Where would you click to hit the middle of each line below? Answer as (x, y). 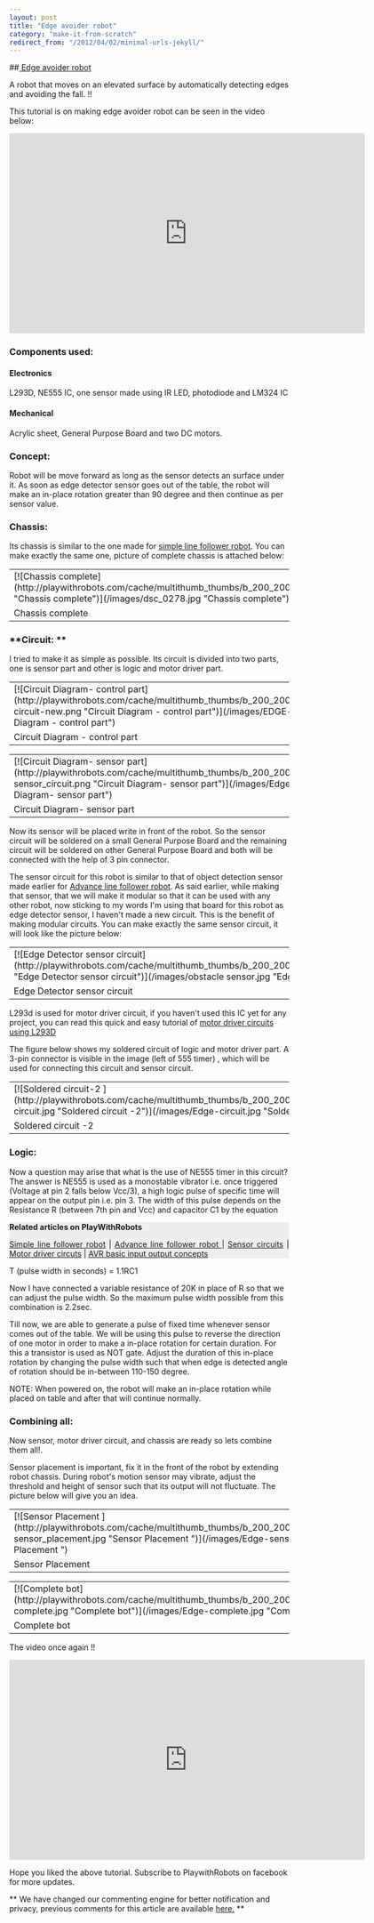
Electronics (31, 373)
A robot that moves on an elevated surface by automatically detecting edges (149, 84)
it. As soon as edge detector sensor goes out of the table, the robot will (139, 485)
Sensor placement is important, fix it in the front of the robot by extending (144, 1468)
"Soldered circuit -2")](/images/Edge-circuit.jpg (159, 1111)
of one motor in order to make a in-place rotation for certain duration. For (143, 1343)
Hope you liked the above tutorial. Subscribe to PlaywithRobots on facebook (149, 1872)
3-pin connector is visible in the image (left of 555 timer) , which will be (139, 1058)
